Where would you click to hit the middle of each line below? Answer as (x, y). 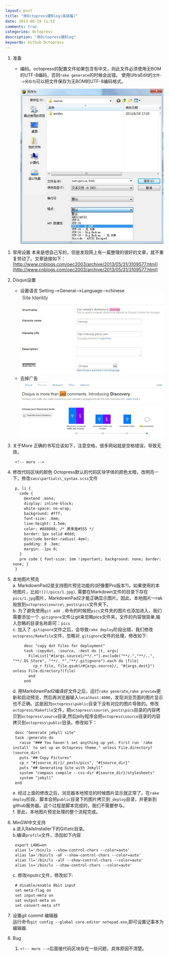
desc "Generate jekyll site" (46, 732)
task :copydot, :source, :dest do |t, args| (71, 651)
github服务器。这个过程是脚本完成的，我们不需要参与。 (70, 805)
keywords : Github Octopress (35, 43)
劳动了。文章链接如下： (41, 258)
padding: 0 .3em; (42, 544)
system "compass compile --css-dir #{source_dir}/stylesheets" (87, 773)
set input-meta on (34, 895)
